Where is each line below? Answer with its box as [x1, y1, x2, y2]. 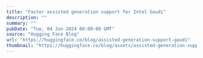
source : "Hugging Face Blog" [6, 31, 80, 37]
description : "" [6, 14, 47, 21]
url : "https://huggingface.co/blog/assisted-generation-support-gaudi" [6, 37, 190, 43]
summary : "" [6, 20, 36, 26]
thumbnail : [6, 43, 34, 49]
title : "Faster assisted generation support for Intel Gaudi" [6, 8, 166, 15]
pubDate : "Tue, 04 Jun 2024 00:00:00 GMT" [6, 25, 115, 32]
